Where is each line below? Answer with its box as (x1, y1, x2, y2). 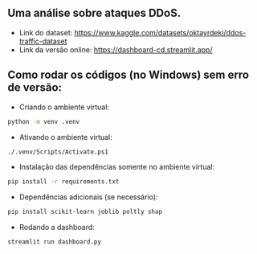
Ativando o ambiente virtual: (18, 132, 113, 141)
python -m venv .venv (7, 117, 80, 125)
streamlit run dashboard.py (7, 238, 102, 246)
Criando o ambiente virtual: (18, 102, 110, 112)
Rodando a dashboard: (18, 223, 96, 232)
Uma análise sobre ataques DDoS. (7, 6, 182, 20)
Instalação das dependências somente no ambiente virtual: (18, 162, 214, 172)
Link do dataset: (18, 27, 73, 37)
